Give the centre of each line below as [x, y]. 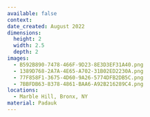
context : [20, 20]
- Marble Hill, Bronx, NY [51, 97]
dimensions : [24, 33]
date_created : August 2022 [46, 26]
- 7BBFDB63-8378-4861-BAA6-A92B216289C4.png [78, 84]
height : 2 [27, 39]
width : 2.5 [29, 45]
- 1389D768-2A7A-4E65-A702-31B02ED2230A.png [78, 71]
